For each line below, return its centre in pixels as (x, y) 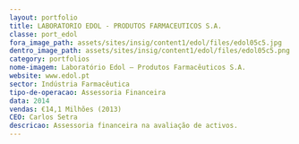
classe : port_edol (43, 34)
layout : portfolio (43, 17)
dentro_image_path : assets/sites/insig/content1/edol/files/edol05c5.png (150, 51)
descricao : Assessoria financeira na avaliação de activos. (124, 126)
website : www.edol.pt (50, 76)
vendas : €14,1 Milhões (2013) (66, 109)
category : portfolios (50, 59)
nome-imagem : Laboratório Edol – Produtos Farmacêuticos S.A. (128, 68)
